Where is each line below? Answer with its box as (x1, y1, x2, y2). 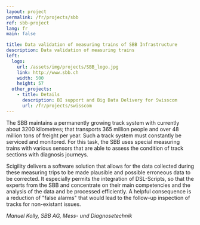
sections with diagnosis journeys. (6, 150, 88, 158)
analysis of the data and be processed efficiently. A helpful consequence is (6, 187, 192, 195)
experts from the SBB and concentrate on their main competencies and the (6, 181, 191, 189)
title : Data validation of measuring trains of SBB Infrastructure (6, 42, 178, 48)
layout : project (6, 8, 47, 15)
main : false (6, 31, 36, 37)
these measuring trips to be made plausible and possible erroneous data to (6, 168, 191, 176)
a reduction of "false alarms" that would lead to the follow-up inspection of (6, 194, 190, 201)
